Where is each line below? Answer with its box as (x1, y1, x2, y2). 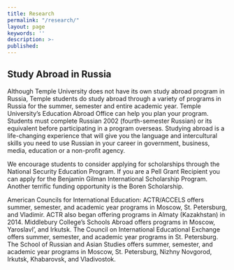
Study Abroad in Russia (7, 68, 112, 80)
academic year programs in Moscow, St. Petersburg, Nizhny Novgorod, (7, 247, 212, 255)
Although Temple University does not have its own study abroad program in (7, 87, 225, 95)
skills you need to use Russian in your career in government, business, (7, 139, 210, 147)
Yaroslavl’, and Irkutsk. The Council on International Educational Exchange (7, 225, 221, 234)
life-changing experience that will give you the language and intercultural (7, 131, 218, 140)
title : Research (7, 10, 54, 17)
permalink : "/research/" (7, 17, 80, 24)
